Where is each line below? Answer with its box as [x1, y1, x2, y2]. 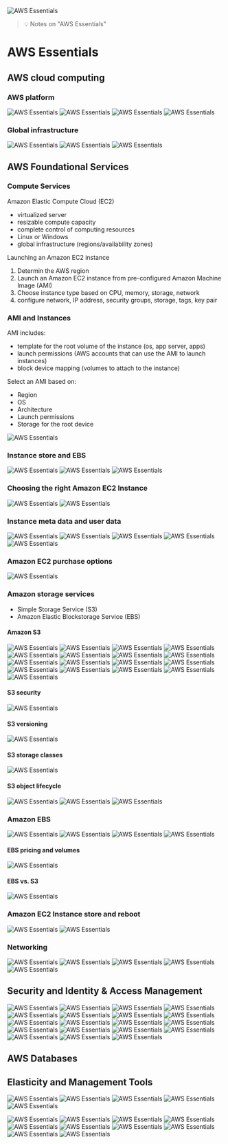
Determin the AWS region [16, 266, 89, 275]
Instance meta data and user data [7, 516, 122, 526]
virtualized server [16, 210, 67, 218]
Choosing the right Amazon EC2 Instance [7, 483, 148, 493]
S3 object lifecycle [7, 782, 62, 790]
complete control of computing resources [16, 225, 135, 234]
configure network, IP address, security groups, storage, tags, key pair [16, 296, 218, 304]
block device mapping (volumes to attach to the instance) [16, 364, 181, 372]
